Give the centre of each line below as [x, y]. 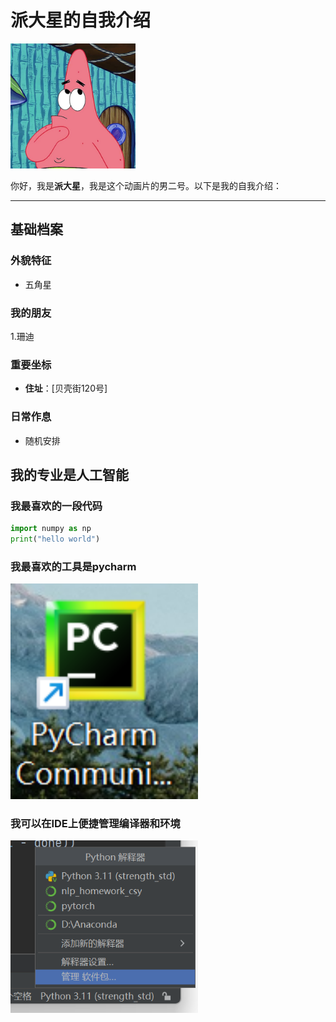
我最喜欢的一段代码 [56, 506]
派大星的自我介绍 [81, 20]
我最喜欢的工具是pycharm [73, 566]
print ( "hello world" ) [55, 539]
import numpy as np [51, 529]
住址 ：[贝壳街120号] [66, 388]
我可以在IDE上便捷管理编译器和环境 [95, 823]
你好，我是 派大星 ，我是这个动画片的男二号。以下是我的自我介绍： [146, 185]
